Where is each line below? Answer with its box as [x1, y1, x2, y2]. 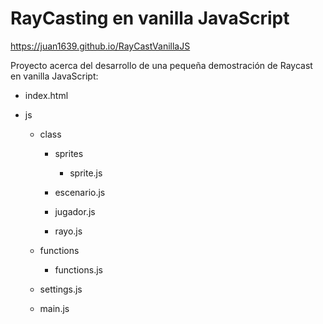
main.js [39, 302, 70, 314]
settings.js [39, 283, 83, 295]
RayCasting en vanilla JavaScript [10, 7, 290, 30]
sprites [54, 147, 84, 159]
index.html [24, 89, 69, 101]
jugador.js [54, 205, 96, 217]
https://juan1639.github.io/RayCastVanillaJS [10, 40, 191, 52]
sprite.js [69, 167, 103, 179]
